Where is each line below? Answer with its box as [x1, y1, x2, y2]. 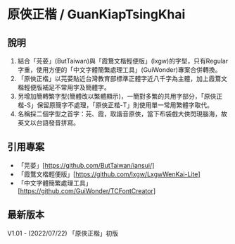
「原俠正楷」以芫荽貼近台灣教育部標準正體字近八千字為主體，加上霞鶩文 [17, 75, 227, 83]
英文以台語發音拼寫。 [17, 118, 80, 127]
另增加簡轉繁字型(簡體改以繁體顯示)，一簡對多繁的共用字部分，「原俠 [17, 92, 217, 100]
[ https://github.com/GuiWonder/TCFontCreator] [17, 186, 156, 195]
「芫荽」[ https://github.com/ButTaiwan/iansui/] [17, 161, 155, 169]
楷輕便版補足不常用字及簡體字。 [17, 83, 110, 92]
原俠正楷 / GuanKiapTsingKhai [7, 6, 186, 23]
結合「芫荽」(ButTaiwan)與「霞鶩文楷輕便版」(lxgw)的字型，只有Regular [17, 57, 229, 65]
